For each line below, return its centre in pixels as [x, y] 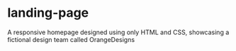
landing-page [48, 13]
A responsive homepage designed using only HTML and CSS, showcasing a [118, 32]
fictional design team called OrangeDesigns [71, 39]
